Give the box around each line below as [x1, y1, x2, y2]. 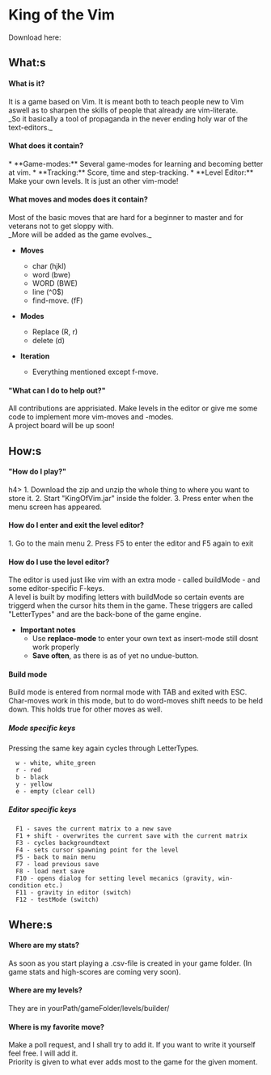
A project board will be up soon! [8, 421, 115, 431]
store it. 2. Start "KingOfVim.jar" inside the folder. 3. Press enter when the [8, 493, 254, 503]
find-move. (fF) [32, 295, 83, 305]
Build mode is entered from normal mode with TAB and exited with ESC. [8, 687, 248, 697]
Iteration [19, 351, 50, 361]
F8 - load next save [15, 868, 85, 876]
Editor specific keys [8, 804, 77, 814]
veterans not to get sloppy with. [8, 221, 114, 231]
